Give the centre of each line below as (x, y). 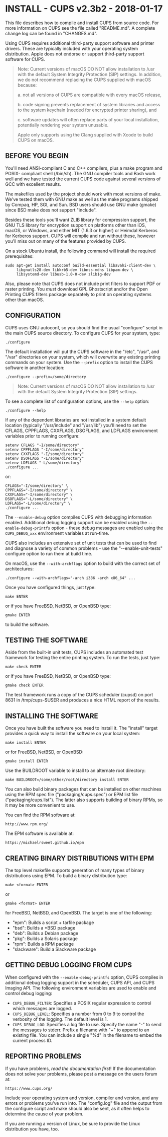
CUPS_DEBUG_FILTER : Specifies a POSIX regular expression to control (82, 1003)
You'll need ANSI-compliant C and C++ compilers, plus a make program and (84, 168)
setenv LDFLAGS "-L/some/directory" (43, 463)
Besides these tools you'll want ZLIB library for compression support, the (80, 220)
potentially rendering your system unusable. (63, 125)
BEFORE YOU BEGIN (37, 156)
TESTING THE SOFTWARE (47, 640)
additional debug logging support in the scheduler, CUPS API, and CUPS (80, 982)
